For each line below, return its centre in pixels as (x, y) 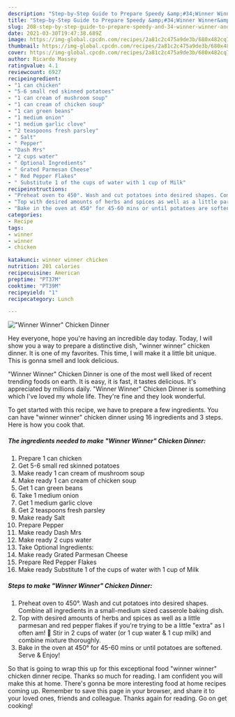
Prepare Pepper (41, 525)
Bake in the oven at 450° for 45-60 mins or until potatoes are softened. (120, 648)
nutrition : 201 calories (44, 267)
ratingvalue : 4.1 (33, 66)
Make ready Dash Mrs (50, 533)
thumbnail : (24, 46)
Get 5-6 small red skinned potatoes (69, 466)
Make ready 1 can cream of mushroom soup (81, 473)
